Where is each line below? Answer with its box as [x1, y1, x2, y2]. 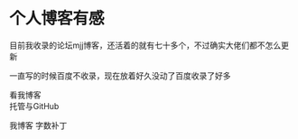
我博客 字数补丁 [9, 119, 68, 131]
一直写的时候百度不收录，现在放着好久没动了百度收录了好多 [9, 69, 231, 81]
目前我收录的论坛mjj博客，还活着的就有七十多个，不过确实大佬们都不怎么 [9, 40, 282, 51]
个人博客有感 [9, 8, 106, 29]
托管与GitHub [9, 100, 60, 111]
